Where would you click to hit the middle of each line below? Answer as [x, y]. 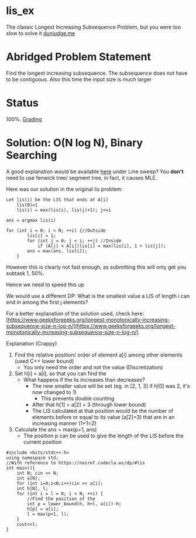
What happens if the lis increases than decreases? [84, 379]
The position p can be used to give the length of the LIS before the [103, 436]
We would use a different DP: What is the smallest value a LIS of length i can [98, 296]
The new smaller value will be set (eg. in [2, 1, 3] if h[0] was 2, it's [111, 386]
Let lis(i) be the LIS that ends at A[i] [57, 200]
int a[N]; [29, 478]
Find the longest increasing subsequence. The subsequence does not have [97, 73]
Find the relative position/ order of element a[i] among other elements [99, 355]
